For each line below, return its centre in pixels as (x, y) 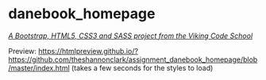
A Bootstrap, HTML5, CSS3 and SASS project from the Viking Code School (131, 36)
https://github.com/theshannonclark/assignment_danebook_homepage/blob (133, 59)
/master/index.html (39, 67)
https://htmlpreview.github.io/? (89, 51)
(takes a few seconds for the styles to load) (142, 67)
